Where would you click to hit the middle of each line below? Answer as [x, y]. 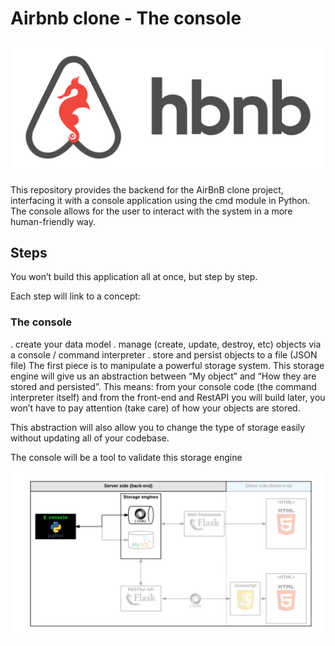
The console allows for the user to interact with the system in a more [151, 211]
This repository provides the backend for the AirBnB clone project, [147, 189]
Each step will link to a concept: [75, 296]
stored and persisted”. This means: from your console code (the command [163, 386]
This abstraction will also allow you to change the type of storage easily [158, 427]
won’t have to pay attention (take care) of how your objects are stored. [155, 408]
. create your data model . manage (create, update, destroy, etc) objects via [166, 344]
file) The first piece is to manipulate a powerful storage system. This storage [167, 365]
